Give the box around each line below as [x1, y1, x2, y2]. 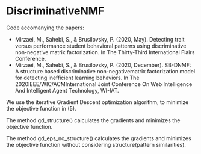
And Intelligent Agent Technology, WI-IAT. [14, 87, 119, 94]
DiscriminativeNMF [6, 4, 105, 18]
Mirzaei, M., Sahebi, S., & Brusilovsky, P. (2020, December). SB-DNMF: [14, 61, 191, 69]
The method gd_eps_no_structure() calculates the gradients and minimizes [6, 134, 191, 142]
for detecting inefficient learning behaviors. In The [14, 74, 140, 81]
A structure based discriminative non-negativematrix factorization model [14, 67, 196, 75]
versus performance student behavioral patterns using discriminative [14, 42, 187, 49]
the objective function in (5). [6, 105, 76, 112]
